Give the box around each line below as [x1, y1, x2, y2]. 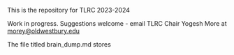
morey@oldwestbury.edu [7, 27, 80, 35]
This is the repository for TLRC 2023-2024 [7, 6, 131, 14]
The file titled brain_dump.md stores [7, 40, 112, 48]
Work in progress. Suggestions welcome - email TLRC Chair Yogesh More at [7, 19, 227, 27]
